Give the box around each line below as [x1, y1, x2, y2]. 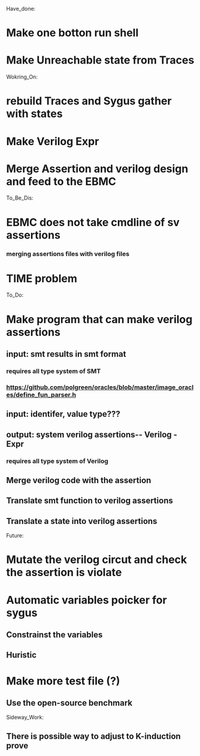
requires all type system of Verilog [6, 457, 109, 465]
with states [6, 107, 63, 121]
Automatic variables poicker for [6, 593, 167, 607]
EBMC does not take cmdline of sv [6, 215, 180, 229]
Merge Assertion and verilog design [6, 162, 189, 176]
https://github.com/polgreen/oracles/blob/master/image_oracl [6, 383, 194, 391]
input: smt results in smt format [6, 349, 126, 359]
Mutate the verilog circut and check [6, 553, 187, 567]
